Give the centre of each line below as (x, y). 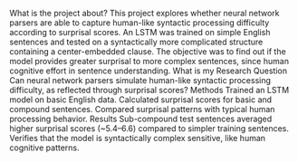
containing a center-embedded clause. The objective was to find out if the (148, 52)
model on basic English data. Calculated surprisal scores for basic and (141, 100)
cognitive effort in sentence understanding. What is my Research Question (149, 71)
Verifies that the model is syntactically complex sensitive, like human (137, 138)
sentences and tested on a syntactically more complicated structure (136, 42)
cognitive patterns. (44, 148)
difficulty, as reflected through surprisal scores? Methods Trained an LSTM (149, 90)
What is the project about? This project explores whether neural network (144, 13)
